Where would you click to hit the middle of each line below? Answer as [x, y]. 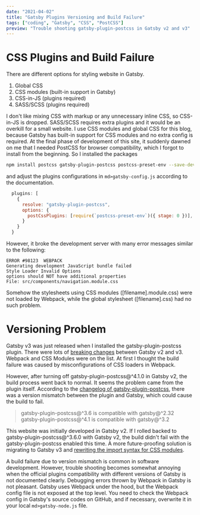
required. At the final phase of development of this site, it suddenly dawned [99, 142]
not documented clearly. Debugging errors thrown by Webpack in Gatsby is [99, 480]
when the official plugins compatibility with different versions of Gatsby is [96, 474]
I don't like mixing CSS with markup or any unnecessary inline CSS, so [92, 116]
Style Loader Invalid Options [44, 271]
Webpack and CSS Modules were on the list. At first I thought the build [93, 358]
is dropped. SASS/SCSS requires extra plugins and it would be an [101, 123]
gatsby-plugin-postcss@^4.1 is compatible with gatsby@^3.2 [95, 419]
